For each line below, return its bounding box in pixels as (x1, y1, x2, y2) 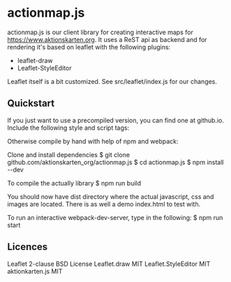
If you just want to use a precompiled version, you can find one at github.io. (7, 116, 225, 124)
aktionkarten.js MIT (7, 267, 63, 275)
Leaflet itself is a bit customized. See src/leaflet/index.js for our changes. (7, 77, 218, 85)
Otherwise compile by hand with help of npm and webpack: (7, 137, 179, 145)
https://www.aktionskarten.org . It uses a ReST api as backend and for (7, 35, 207, 43)
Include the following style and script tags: (7, 124, 130, 132)
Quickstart (7, 98, 55, 110)
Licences (7, 241, 48, 253)
